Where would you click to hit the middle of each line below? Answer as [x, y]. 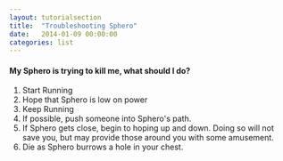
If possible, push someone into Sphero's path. [107, 119]
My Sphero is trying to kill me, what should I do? [100, 70]
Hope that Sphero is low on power [85, 100]
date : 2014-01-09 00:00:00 [63, 34]
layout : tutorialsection [55, 17]
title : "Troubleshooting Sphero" [74, 26]
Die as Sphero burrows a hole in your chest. [103, 147]
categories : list [42, 42]
